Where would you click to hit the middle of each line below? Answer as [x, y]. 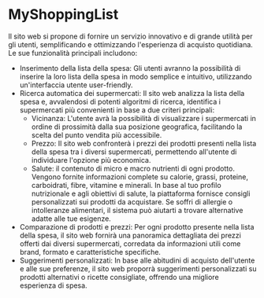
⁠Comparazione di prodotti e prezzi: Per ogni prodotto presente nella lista [137, 226]
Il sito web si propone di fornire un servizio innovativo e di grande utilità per [130, 36]
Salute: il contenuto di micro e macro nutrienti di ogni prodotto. [133, 168]
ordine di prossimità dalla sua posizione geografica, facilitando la [137, 127]
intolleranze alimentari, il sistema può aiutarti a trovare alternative [137, 210]
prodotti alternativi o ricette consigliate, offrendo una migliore [119, 277]
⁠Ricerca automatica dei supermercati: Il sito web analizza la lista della [132, 93]
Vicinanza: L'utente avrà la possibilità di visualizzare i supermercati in [143, 118]
